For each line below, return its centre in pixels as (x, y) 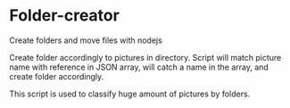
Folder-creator (65, 16)
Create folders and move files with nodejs (86, 40)
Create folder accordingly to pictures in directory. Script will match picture (145, 57)
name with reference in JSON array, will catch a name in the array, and (139, 67)
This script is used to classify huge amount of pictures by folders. (130, 94)
